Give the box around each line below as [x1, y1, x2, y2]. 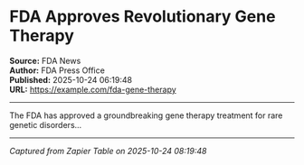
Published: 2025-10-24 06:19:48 [9, 74, 133, 85]
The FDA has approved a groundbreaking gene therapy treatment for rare [9, 110, 283, 121]
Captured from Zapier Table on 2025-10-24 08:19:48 [9, 145, 207, 156]
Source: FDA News [9, 55, 81, 66]
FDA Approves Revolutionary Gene [9, 6, 276, 27]
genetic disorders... [9, 119, 82, 130]
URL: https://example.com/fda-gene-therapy [9, 84, 176, 95]
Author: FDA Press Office [9, 65, 106, 76]
